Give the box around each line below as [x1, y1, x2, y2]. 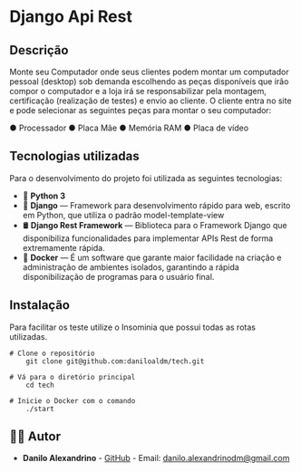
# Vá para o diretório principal [9, 372, 136, 381]
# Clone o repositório [9, 349, 95, 358]
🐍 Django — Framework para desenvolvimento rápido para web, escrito [22, 199, 291, 210]
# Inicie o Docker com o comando [9, 396, 136, 405]
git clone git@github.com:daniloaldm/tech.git [25, 356, 205, 366]
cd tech [25, 380, 54, 390]
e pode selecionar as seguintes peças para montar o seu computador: [9, 105, 272, 115]
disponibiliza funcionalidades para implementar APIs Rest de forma [22, 233, 274, 244]
